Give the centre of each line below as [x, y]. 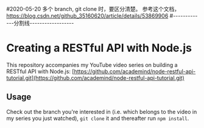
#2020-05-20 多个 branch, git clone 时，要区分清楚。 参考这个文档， [93, 9]
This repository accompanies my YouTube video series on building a [92, 65]
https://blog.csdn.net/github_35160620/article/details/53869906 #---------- [102, 16]
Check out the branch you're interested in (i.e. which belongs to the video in [102, 112]
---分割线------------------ [40, 23]
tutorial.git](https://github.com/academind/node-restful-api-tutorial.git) [95, 77]
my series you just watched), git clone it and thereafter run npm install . [98, 118]
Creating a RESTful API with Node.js [99, 48]
